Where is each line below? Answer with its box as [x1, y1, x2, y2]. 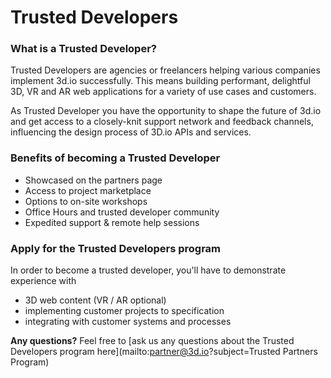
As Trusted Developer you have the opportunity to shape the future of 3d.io [10, 105, 322, 117]
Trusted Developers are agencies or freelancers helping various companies [10, 64, 321, 76]
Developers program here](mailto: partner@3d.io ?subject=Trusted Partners [10, 346, 318, 358]
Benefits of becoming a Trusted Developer [10, 151, 221, 165]
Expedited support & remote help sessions [24, 216, 200, 228]
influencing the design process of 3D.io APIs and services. [10, 126, 252, 138]
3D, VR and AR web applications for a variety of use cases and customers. [10, 86, 317, 98]
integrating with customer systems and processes [24, 316, 232, 328]
